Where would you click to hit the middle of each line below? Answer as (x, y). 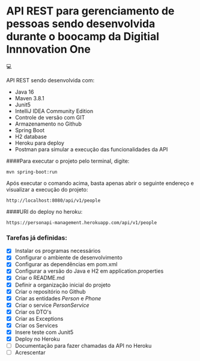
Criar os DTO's (33, 312)
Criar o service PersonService (52, 305)
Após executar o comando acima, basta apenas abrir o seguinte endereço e (100, 183)
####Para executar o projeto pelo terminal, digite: (68, 161)
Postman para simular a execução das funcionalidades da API (91, 149)
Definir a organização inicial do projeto (63, 285)
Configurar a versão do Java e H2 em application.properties (89, 271)
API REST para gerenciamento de (90, 11)
